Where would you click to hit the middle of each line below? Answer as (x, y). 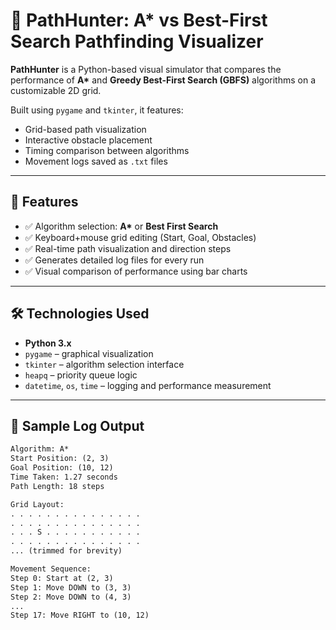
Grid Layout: (37, 504)
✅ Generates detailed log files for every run (114, 260)
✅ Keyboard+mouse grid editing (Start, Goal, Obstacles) (140, 237)
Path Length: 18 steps (57, 486)
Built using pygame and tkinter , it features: (97, 110)
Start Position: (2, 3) (60, 459)
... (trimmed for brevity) (66, 551)
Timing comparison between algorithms (107, 150)
